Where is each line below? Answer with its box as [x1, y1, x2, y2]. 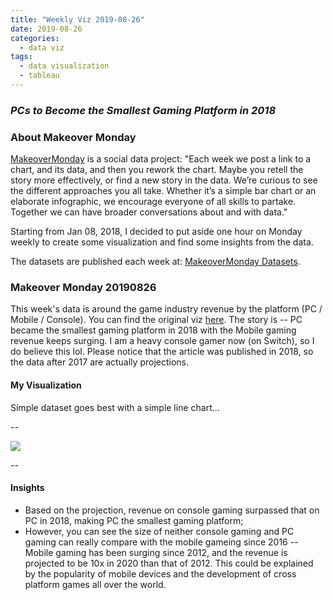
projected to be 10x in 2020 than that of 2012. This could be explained [24, 557, 314, 569]
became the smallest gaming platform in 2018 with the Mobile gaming [10, 324, 297, 336]
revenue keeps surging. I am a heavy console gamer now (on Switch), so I [10, 335, 315, 347]
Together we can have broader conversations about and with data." [10, 206, 288, 218]
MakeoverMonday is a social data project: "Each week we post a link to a [10, 153, 312, 165]
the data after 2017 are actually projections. [10, 356, 189, 368]
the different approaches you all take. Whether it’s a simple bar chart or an [10, 185, 317, 197]
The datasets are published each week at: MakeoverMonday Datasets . [10, 256, 301, 268]
